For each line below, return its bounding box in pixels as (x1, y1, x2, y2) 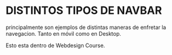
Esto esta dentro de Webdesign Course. (5, 42, 105, 49)
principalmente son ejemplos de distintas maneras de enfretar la (5, 24, 167, 31)
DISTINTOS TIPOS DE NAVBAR (5, 4, 162, 18)
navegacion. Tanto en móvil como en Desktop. (5, 30, 122, 37)
